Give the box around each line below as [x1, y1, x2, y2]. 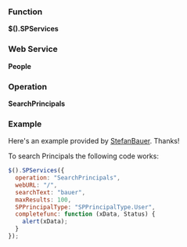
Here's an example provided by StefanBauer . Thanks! [8, 136, 180, 146]
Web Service [8, 44, 59, 55]
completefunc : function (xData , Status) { [15, 210, 156, 218]
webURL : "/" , [15, 181, 58, 189]
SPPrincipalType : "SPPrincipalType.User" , [15, 203, 156, 211]
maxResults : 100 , [15, 195, 72, 204]
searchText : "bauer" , [15, 188, 86, 196]
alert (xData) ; [22, 218, 68, 226]
